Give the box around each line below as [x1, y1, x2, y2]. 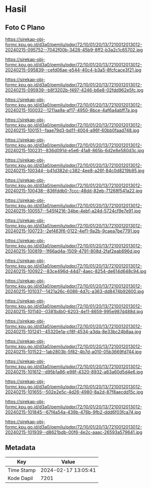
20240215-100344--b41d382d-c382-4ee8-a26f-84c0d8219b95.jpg [5, 167, 145, 173]
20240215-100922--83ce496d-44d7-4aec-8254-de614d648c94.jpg [5, 269, 147, 274]
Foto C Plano [5, 23, 45, 32]
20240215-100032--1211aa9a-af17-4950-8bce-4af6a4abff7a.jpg [5, 108, 138, 113]
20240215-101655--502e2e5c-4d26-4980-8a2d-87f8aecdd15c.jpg [5, 389, 144, 395]
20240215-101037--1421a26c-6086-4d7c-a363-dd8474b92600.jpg [5, 288, 144, 294]
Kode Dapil [7, 475, 33, 482]
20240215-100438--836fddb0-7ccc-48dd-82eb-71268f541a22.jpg [5, 188, 143, 194]
